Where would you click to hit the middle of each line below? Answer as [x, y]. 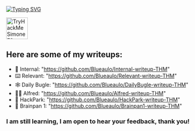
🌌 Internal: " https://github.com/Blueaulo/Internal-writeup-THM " [92, 69]
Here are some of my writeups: [65, 54]
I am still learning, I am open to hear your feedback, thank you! [98, 121]
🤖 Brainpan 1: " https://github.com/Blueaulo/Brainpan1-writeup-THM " [98, 106]
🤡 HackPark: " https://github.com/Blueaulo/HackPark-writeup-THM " [97, 99]
